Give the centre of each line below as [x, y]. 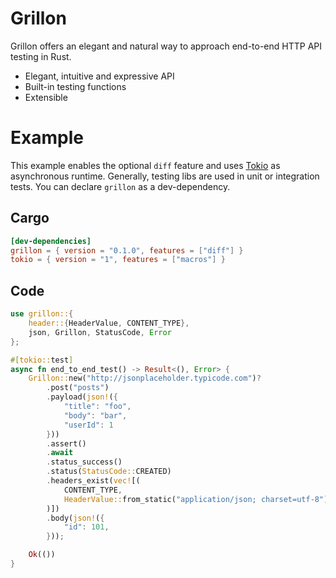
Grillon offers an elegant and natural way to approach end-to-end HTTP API [166, 46]
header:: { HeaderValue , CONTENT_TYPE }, [109, 323]
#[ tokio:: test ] [42, 360]
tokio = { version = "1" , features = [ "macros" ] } [118, 260]
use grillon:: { [42, 314]
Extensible [46, 97]
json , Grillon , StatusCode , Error [100, 332]
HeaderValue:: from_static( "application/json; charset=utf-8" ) [196, 499]
